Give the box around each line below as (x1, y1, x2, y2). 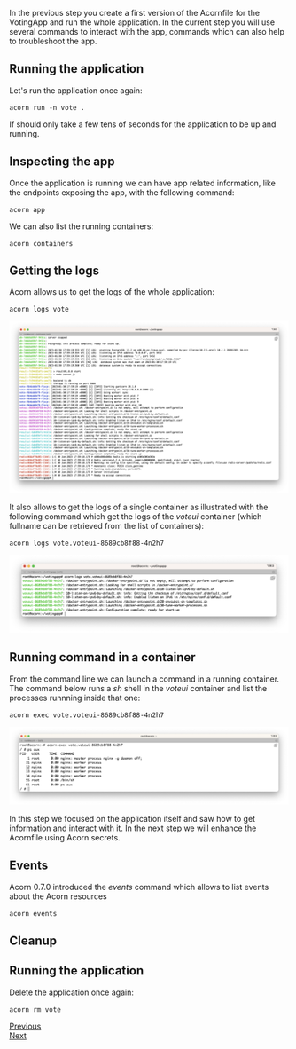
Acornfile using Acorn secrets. (9, 832, 121, 842)
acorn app (9, 205, 46, 214)
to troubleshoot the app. (9, 35, 97, 46)
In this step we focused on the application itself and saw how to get (9, 813, 255, 824)
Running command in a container (9, 650, 197, 665)
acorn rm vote (9, 1005, 62, 1014)
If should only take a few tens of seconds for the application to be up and (9, 119, 277, 130)
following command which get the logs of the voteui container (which (9, 510, 262, 522)
